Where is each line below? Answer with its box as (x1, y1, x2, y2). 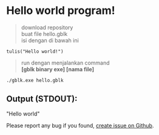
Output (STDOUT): (6, 94, 78, 104)
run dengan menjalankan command (21, 59, 110, 66)
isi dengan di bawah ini (21, 36, 79, 44)
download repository (21, 24, 73, 31)
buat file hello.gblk (21, 30, 68, 37)
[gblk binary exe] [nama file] (21, 65, 94, 73)
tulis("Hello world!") (6, 48, 64, 55)
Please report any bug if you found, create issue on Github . (6, 122, 154, 129)
